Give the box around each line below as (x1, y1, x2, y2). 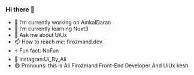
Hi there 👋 (5, 5, 35, 14)
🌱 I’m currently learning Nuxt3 (14, 25, 89, 32)
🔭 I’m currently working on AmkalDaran (14, 19, 111, 26)
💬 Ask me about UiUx (14, 32, 67, 39)
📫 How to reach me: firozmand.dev (14, 38, 103, 45)
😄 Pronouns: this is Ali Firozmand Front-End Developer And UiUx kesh (14, 62, 189, 69)
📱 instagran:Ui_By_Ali (14, 56, 66, 63)
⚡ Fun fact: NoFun (14, 47, 59, 54)
